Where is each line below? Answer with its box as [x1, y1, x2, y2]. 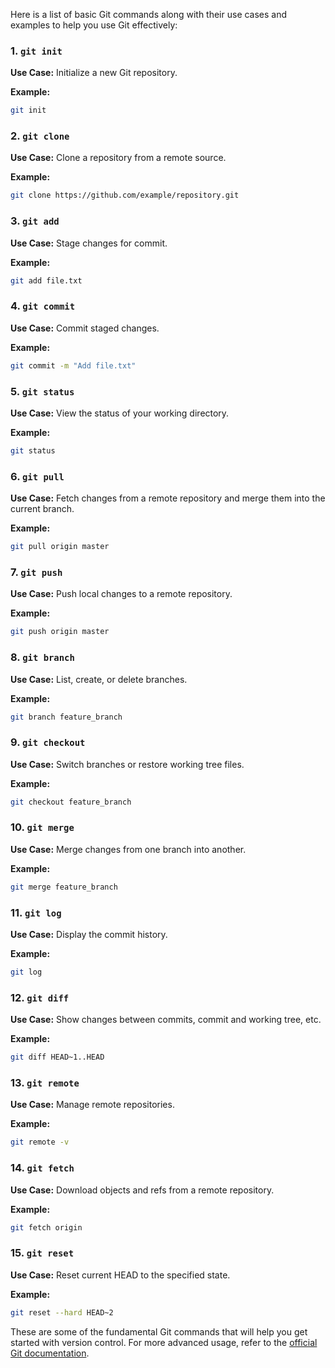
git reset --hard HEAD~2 [10, 1307, 114, 1318]
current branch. [10, 503, 75, 515]
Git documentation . [10, 1347, 90, 1359]
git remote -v [10, 1137, 70, 1148]
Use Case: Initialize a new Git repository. [10, 67, 178, 79]
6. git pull [10, 469, 65, 483]
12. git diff [10, 990, 70, 1004]
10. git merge [10, 820, 75, 834]
